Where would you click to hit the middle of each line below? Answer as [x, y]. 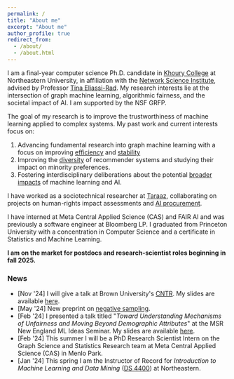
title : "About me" [34, 20]
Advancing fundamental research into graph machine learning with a [116, 145]
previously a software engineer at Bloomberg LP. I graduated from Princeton [117, 224]
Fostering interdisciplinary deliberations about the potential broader [115, 174]
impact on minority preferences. [64, 167]
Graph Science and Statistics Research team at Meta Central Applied [117, 346]
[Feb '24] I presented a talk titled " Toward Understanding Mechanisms [119, 316]
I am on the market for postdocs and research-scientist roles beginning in [117, 253]
